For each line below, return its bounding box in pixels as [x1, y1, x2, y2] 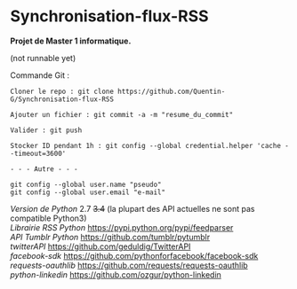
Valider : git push [10, 126, 83, 135]
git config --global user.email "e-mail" [10, 188, 166, 197]
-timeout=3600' [10, 149, 67, 158]
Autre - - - [33, 164, 78, 174]
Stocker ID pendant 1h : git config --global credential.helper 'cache [10, 141, 281, 150]
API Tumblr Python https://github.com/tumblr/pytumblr [10, 231, 211, 242]
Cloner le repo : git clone [10, 87, 115, 96]
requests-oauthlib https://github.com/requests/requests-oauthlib [10, 260, 248, 270]
